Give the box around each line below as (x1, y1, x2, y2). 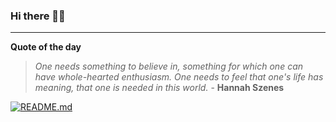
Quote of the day (10, 41, 82, 53)
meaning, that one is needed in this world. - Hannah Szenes (34, 82, 285, 94)
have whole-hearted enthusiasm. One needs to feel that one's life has (34, 71, 324, 83)
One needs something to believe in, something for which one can (34, 60, 304, 73)
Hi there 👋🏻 (10, 9, 66, 23)
